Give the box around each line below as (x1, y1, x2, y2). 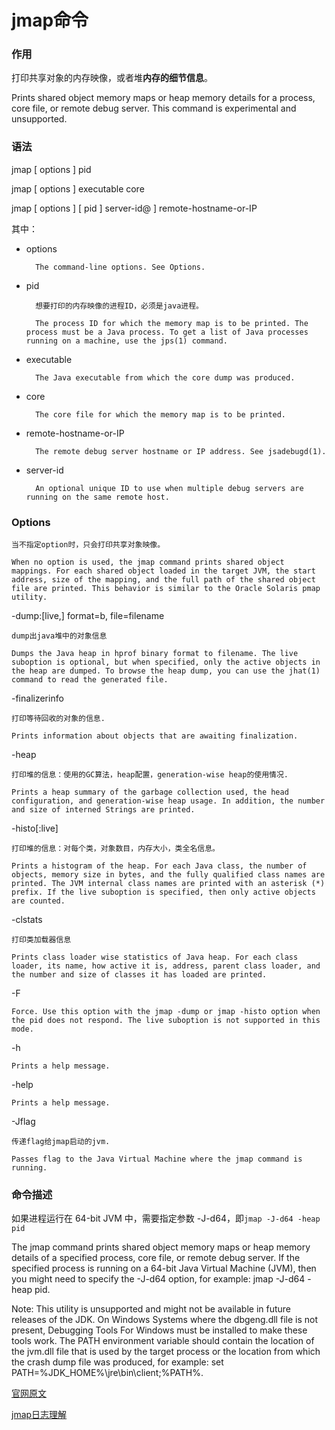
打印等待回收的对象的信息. (11, 714, 106, 724)
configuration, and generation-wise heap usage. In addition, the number (11, 796, 326, 806)
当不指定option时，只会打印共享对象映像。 (11, 540, 166, 550)
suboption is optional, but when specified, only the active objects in (11, 657, 321, 668)
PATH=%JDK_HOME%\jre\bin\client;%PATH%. (11, 1367, 204, 1379)
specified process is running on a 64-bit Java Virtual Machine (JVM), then (11, 1262, 317, 1275)
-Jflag (11, 1116, 36, 1128)
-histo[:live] (11, 822, 59, 835)
